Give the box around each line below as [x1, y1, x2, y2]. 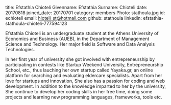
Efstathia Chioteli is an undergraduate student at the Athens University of [5, 30, 159, 36]
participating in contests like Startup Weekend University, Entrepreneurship [5, 62, 163, 67]
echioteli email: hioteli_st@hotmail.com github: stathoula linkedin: [5, 15, 142, 21]
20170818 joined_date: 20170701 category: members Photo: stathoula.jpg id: [5, 10, 165, 16]
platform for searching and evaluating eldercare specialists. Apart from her [5, 73, 162, 78]
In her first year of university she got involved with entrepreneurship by [5, 56, 155, 62]
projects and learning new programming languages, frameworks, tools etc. [5, 94, 162, 100]
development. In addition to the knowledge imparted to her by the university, [5, 83, 166, 89]
